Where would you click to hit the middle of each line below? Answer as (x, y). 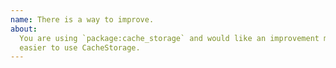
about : (24, 29)
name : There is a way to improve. (82, 19)
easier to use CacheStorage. (80, 47)
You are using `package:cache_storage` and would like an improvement (169, 38)
